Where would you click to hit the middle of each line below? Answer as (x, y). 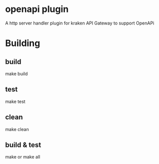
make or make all (23, 157)
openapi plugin (37, 9)
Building (23, 43)
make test (15, 101)
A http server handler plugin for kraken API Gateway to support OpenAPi (80, 23)
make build (16, 73)
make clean (17, 129)
